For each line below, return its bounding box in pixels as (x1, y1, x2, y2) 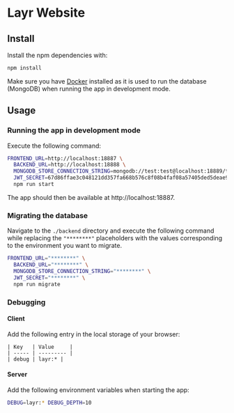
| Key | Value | (7, 343, 73, 350)
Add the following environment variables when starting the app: (7, 385, 189, 394)
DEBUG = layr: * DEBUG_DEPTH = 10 (7, 399, 92, 406)
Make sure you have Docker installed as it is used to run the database (7, 77, 207, 85)
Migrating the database (7, 210, 88, 220)
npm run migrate (13, 281, 61, 288)
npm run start (13, 181, 54, 188)
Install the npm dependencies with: (7, 51, 108, 59)
